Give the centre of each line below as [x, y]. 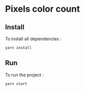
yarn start [16, 84]
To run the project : [25, 75]
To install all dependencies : [33, 39]
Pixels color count [42, 9]
